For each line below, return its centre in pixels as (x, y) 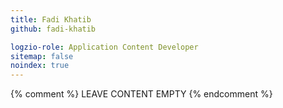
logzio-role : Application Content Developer (104, 47)
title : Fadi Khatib (51, 19)
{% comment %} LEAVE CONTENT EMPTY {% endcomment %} (141, 94)
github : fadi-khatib (53, 29)
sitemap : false (42, 56)
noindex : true (40, 66)
